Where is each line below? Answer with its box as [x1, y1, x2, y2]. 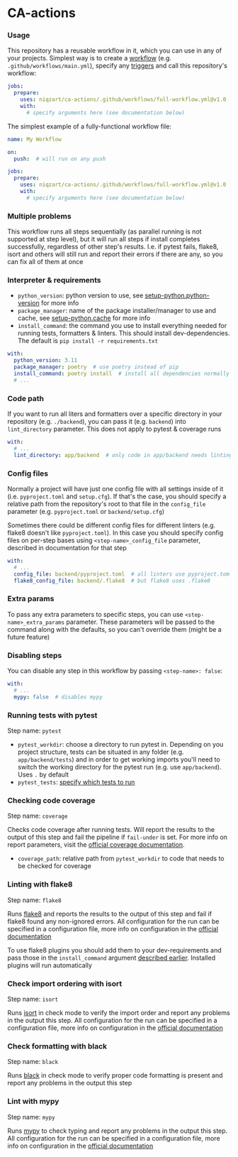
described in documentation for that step [7, 544, 127, 552]
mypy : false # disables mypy [13, 693, 103, 701]
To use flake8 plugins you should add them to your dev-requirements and [7, 945, 222, 954]
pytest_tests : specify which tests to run [17, 778, 135, 786]
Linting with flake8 [7, 879, 73, 889]
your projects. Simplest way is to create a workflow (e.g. [7, 54, 172, 62]
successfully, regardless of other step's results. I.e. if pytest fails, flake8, [7, 243, 219, 251]
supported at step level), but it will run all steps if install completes [7, 235, 200, 243]
